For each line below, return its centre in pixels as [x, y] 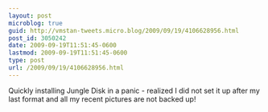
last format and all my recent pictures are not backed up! [102, 99]
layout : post [30, 16]
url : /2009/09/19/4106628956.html [66, 68]
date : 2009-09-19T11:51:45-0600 [62, 46]
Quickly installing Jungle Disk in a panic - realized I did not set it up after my [134, 90]
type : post [27, 61]
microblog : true [35, 23]
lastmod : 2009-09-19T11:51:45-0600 [68, 53]
